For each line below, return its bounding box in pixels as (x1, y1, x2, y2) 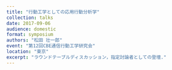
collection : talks (6, 15, 53, 21)
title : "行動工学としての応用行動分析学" (6, 9, 100, 15)
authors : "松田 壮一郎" (6, 37, 63, 43)
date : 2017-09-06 (6, 20, 51, 26)
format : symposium (6, 32, 53, 38)
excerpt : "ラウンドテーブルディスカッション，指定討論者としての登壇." (6, 54, 167, 60)
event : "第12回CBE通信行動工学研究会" (6, 43, 96, 49)
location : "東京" (6, 49, 49, 55)
